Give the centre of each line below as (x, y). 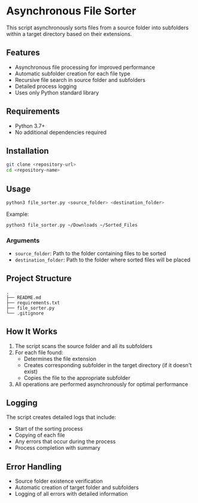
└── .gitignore (25, 313)
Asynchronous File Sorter (71, 11)
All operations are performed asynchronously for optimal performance (101, 384)
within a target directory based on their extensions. (69, 33)
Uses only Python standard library (57, 92)
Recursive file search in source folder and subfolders (80, 80)
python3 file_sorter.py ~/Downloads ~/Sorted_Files (72, 225)
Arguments (23, 240)
